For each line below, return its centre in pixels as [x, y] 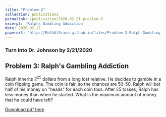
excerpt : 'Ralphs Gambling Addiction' [45, 24]
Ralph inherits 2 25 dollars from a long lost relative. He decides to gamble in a [83, 78]
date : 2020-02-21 [23, 28]
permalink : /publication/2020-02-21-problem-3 [54, 19]
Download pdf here [25, 110]
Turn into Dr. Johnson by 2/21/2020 [49, 50]
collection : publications [32, 14]
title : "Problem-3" [25, 10]
